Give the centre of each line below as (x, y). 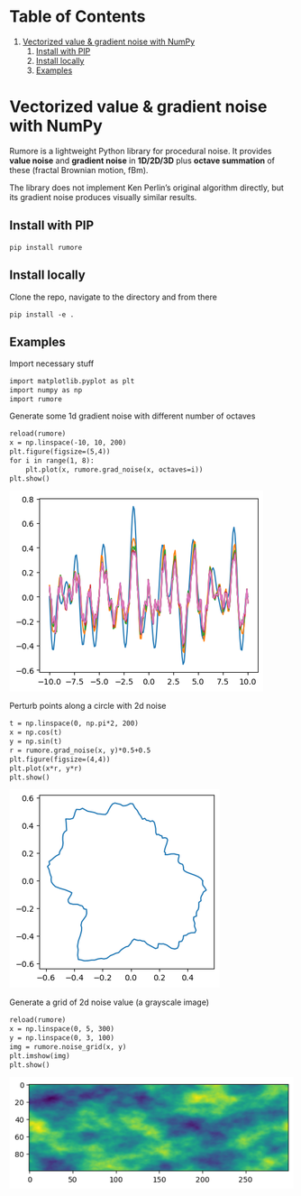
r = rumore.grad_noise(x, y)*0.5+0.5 (80, 750)
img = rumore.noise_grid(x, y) (68, 1047)
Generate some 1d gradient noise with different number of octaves (132, 416)
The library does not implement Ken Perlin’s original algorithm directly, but (146, 188)
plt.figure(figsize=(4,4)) (60, 759)
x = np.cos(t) (36, 732)
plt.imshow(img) (40, 1056)
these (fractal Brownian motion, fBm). (79, 170)
